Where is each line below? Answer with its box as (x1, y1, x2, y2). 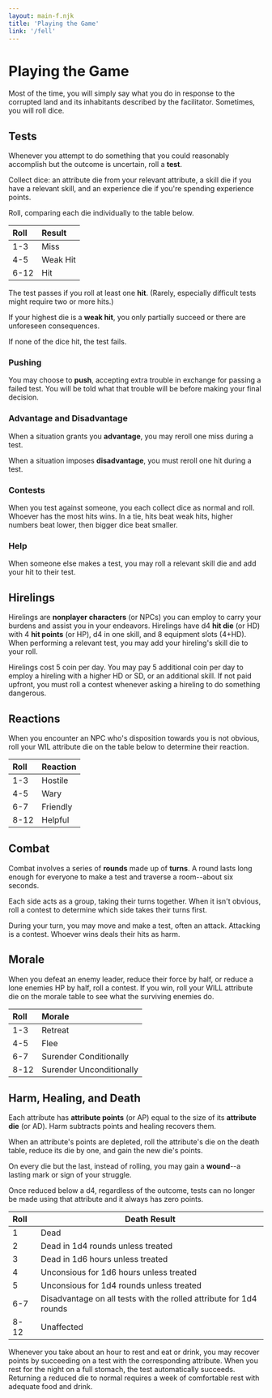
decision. (8, 392, 39, 402)
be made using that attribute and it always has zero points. (8, 1195, 204, 1204)
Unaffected (40, 1322, 83, 1333)
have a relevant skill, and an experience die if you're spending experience (8, 184, 254, 194)
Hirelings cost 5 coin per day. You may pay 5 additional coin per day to (8, 662, 244, 673)
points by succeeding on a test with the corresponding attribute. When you (8, 1356, 259, 1366)
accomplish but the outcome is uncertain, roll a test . (8, 160, 183, 169)
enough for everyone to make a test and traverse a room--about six (8, 872, 233, 882)
